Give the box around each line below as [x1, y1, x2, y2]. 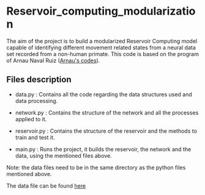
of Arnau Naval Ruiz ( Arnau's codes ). [6, 57, 100, 64]
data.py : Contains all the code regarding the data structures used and [15, 90, 193, 98]
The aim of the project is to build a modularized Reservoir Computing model [6, 37, 198, 44]
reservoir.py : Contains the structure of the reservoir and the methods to [15, 127, 198, 135]
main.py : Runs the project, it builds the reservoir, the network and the [15, 145, 192, 153]
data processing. [15, 97, 58, 104]
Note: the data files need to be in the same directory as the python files [6, 163, 186, 171]
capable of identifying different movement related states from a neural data [6, 44, 196, 51]
